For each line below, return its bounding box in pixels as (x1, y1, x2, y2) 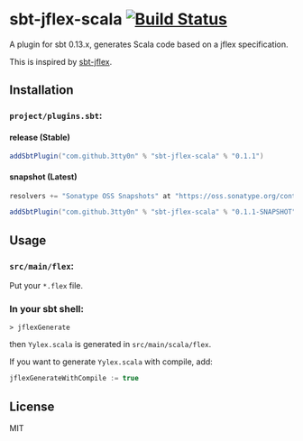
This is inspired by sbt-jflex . (9, 56, 113, 67)
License (9, 399, 55, 414)
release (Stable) (9, 132, 70, 142)
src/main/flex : (9, 260, 75, 272)
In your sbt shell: (9, 302, 84, 315)
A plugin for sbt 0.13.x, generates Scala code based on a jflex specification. (9, 39, 289, 50)
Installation (9, 82, 74, 98)
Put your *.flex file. (9, 280, 84, 290)
